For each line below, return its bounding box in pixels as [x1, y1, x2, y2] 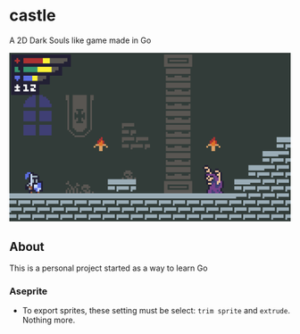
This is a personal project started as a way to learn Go [9, 263, 208, 273]
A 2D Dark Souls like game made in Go [9, 35, 152, 46]
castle [9, 5, 56, 26]
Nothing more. [21, 314, 76, 326]
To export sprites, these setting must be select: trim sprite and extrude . [21, 305, 290, 316]
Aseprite [9, 285, 47, 297]
